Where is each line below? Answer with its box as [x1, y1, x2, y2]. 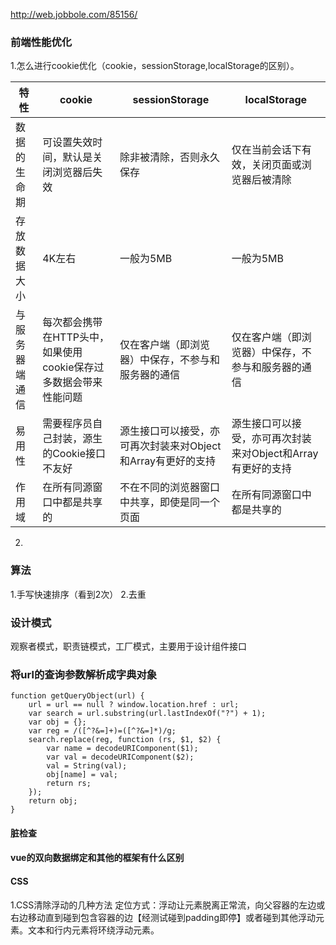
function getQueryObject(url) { [10, 691, 145, 701]
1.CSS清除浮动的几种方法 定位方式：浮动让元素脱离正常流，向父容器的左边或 [10, 899, 326, 911]
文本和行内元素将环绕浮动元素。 [27, 924, 160, 936]
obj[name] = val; [46, 770, 118, 780]
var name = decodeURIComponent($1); [46, 744, 199, 754]
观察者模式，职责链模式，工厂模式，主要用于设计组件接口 [10, 640, 247, 652]
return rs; [46, 779, 92, 789]
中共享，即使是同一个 [119, 495, 220, 509]
